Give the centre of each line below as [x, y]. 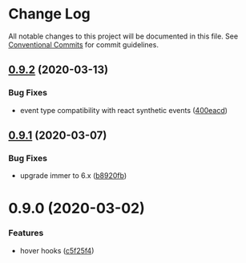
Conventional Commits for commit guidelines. [83, 44]
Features [26, 233]
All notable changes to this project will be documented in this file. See [123, 36]
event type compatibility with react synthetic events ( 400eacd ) [124, 110]
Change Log [49, 14]
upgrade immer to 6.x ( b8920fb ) [73, 176]
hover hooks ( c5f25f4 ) [57, 250]
